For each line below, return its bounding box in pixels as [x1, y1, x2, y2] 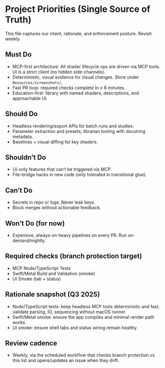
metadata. [12, 133, 33, 139]
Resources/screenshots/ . [12, 79, 63, 85]
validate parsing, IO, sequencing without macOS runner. [12, 309, 126, 315]
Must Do [5, 50, 32, 59]
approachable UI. [12, 95, 48, 101]
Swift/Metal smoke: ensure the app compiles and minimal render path [12, 314, 155, 320]
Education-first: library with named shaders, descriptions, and [12, 90, 139, 96]
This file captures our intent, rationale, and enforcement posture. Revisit [5, 30, 152, 36]
